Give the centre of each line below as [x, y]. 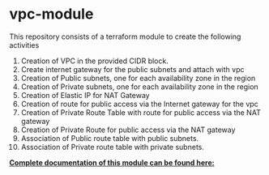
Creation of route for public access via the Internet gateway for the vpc [139, 104]
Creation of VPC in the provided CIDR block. [94, 61]
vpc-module [51, 14]
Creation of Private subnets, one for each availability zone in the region [139, 87]
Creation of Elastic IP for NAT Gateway [85, 95]
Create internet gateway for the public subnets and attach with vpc [132, 69]
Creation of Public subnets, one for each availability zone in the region [138, 78]
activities [24, 45]
